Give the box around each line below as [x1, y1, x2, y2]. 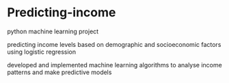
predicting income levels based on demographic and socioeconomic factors [7, 40, 221, 48]
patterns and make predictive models [7, 68, 112, 76]
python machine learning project [7, 27, 99, 35]
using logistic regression [7, 48, 77, 56]
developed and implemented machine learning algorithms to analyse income [7, 61, 222, 69]
